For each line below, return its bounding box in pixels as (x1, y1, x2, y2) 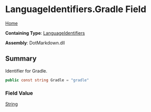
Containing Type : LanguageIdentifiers (5, 30, 85, 36)
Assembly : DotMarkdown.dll (5, 39, 65, 46)
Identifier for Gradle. (5, 68, 47, 74)
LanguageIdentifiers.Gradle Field (5, 4, 146, 15)
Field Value (5, 89, 33, 96)
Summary (5, 54, 37, 63)
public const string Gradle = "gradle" (5, 77, 89, 83)
